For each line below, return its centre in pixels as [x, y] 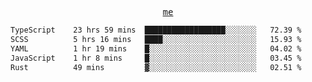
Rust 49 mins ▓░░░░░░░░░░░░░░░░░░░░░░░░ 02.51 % [156, 67]
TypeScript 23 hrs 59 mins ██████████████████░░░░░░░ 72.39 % [156, 30]
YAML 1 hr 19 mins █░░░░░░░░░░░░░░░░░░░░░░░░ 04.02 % [156, 48]
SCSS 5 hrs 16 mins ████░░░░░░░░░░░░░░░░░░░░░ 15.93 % [156, 39]
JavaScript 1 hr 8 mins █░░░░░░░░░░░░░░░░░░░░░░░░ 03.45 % [156, 58]
